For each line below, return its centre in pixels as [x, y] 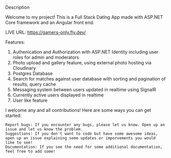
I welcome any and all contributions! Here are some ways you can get [78, 110]
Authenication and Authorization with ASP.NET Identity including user [85, 52]
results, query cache [34, 84]
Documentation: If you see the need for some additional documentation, [84, 147]
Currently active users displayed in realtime [58, 95]
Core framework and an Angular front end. [50, 23]
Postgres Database [33, 73]
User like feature [30, 100]
